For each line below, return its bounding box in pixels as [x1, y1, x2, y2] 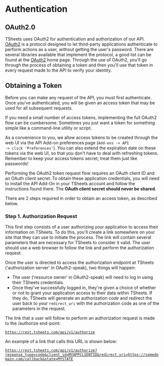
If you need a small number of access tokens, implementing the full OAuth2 [5, 114, 157, 120]
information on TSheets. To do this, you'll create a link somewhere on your [5, 229, 155, 235]
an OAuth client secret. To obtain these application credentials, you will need [5, 175, 160, 181]
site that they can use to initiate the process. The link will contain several [5, 234, 152, 240]
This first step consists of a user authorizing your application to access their [5, 224, 159, 230]
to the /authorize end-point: [5, 320, 61, 326]
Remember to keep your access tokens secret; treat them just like [5, 155, 138, 161]
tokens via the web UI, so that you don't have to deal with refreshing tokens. [5, 150, 159, 156]
